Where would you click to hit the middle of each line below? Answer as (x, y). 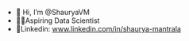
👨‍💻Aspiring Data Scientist (58, 20)
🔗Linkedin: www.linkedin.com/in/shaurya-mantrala (98, 29)
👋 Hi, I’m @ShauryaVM (52, 12)
